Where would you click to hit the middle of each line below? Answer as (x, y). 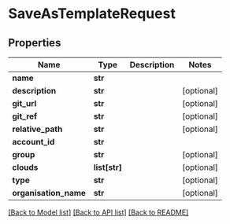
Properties (35, 43)
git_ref (25, 116)
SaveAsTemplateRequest (92, 14)
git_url (24, 103)
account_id (33, 142)
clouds (25, 167)
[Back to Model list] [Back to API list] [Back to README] (98, 212)
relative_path (37, 129)
